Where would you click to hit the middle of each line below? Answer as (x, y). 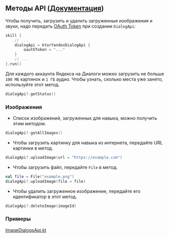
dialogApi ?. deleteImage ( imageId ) (41, 206)
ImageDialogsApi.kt (26, 230)
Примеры (18, 219)
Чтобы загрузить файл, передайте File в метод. (65, 167)
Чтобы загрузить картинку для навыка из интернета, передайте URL (88, 142)
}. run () (14, 64)
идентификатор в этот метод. (45, 197)
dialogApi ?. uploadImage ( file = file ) (46, 181)
